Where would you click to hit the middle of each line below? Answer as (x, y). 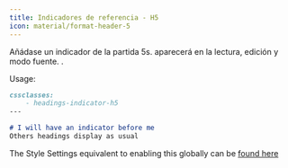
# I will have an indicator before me (82, 128)
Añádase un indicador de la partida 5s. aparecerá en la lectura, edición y (144, 51)
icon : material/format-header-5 (70, 26)
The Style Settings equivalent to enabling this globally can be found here (144, 153)
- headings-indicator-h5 (72, 103)
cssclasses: (31, 95)
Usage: (22, 78)
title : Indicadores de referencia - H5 (84, 18)
